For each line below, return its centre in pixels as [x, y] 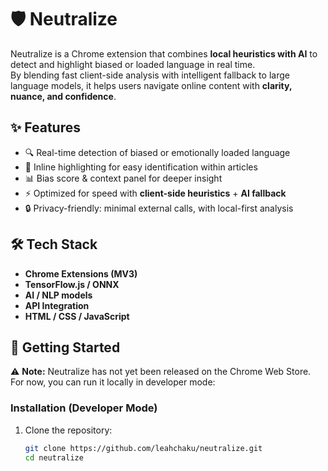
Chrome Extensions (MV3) [81, 273]
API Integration [57, 305]
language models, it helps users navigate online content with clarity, [151, 85]
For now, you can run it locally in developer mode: [113, 382]
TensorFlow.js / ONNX [72, 284]
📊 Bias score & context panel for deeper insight [123, 178]
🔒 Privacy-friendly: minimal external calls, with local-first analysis [159, 208]
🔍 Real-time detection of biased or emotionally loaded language [157, 152]
